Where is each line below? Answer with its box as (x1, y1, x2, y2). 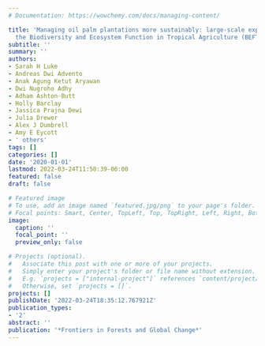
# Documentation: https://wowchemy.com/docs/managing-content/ (8, 11, 221, 20)
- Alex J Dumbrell (8, 122, 69, 130)
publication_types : (8, 304, 73, 312)
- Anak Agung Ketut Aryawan (8, 77, 101, 85)
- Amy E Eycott (8, 129, 58, 137)
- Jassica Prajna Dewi (8, 107, 83, 115)
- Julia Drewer (8, 114, 58, 122)
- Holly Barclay (8, 100, 62, 107)
